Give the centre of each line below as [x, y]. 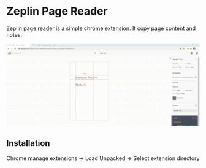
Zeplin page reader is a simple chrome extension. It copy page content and [101, 28]
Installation [28, 143]
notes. [14, 34]
